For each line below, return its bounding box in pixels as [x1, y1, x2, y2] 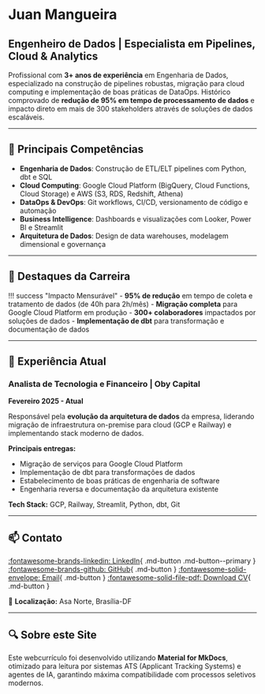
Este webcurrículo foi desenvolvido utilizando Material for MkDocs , [8, 653, 229, 662]
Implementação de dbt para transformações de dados [19, 468, 196, 477]
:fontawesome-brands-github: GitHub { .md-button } [8, 564, 177, 575]
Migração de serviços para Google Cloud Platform [19, 459, 183, 468]
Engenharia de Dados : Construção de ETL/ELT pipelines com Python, [19, 164, 247, 173]
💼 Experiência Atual [8, 355, 106, 369]
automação [19, 206, 57, 215]
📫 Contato [8, 531, 63, 544]
